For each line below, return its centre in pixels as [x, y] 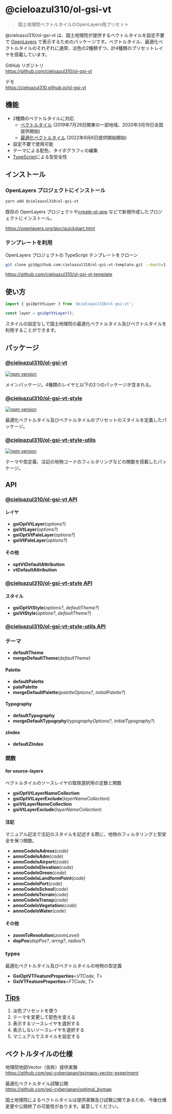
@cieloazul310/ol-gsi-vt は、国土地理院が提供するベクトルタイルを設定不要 [85, 35]
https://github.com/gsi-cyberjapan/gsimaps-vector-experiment [72, 1073]
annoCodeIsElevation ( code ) [43, 867]
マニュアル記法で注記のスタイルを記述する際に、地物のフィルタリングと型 [84, 834]
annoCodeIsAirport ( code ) [41, 862]
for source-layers [24, 771]
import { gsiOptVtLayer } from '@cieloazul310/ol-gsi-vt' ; [70, 304]
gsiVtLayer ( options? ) [35, 529]
